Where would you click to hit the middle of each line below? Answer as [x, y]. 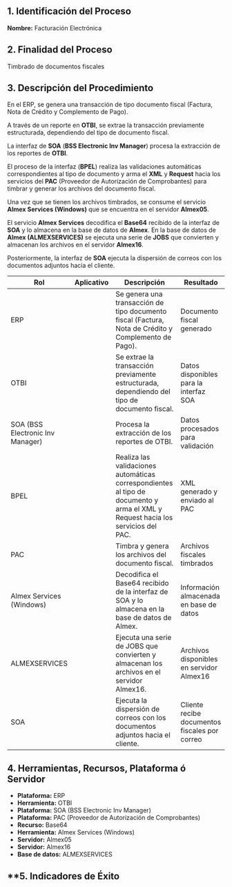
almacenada [201, 596]
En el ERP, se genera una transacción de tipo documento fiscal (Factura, [110, 105]
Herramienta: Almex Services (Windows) [76, 832]
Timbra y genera [142, 546]
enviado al [197, 500]
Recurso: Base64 [42, 825]
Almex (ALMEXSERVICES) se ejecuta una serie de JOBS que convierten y [113, 237]
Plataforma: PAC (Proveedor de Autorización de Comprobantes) [109, 818]
